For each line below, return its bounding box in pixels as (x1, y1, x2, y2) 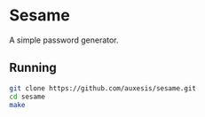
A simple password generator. (9, 35, 119, 45)
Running (9, 60, 58, 75)
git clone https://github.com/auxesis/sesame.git (9, 83, 197, 93)
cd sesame (9, 92, 46, 101)
